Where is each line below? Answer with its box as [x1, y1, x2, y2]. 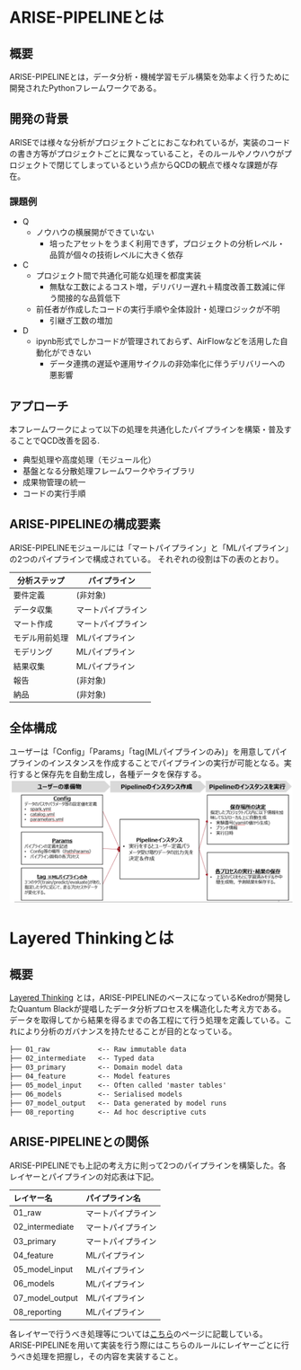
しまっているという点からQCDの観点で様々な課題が [79, 159, 270, 170]
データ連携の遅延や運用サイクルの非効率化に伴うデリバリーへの [49, 358, 286, 369]
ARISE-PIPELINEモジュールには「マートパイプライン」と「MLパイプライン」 [9, 542, 289, 552]
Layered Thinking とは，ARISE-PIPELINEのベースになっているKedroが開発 [9, 993, 283, 1003]
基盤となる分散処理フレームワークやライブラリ [22, 465, 196, 476]
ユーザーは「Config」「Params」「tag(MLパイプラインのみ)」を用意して [9, 746, 272, 756]
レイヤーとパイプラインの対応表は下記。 [9, 1171, 159, 1181]
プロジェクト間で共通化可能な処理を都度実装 [35, 270, 202, 281]
